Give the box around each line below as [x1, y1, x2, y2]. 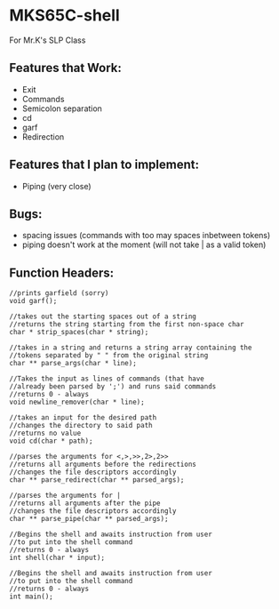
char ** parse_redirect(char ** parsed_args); [9, 476, 185, 485]
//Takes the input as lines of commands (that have [9, 374, 204, 383]
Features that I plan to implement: [9, 157, 200, 172]
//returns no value [9, 429, 82, 438]
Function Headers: [9, 265, 115, 280]
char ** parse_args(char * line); [9, 359, 138, 368]
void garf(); [9, 297, 58, 306]
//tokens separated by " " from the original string [9, 351, 209, 360]
